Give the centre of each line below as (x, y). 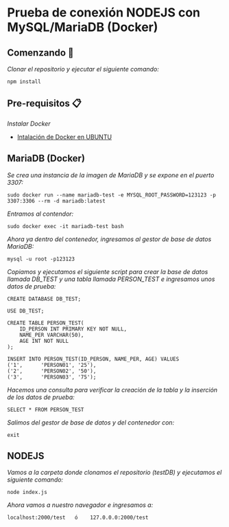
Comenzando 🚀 (40, 53)
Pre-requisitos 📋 (45, 103)
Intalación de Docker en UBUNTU (64, 137)
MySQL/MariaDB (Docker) (83, 27)
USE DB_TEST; (26, 311)
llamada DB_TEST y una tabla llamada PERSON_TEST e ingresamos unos (111, 279)
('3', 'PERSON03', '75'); (52, 377)
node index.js (27, 493)
